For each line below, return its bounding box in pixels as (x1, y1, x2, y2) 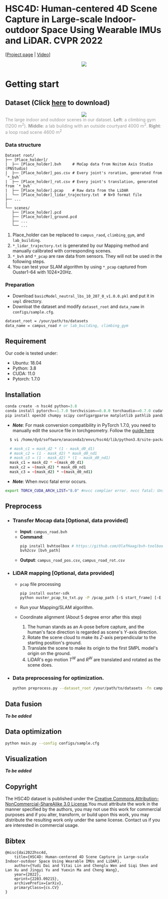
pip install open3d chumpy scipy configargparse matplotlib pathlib (5, 413, 151, 418)
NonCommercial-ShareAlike (5, 801, 62, 807)
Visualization (5, 755, 47, 763)
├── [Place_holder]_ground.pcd (11, 214, 77, 219)
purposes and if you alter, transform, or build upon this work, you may (5, 812, 149, 818)
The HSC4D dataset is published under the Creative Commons (5, 796, 134, 802)
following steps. (12, 258, 45, 264)
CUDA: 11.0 (12, 371, 35, 377)
